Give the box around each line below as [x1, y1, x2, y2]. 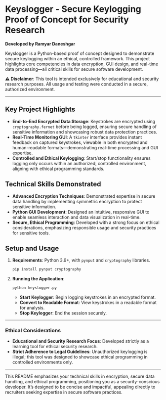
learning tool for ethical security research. [12, 344, 98, 350]
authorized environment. [5, 86, 55, 92]
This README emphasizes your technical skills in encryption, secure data [5, 373, 155, 379]
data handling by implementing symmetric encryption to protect [12, 198, 142, 204]
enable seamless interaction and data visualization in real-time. [12, 214, 141, 220]
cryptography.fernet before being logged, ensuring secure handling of [12, 124, 157, 130]
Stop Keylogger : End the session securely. [19, 310, 107, 316]
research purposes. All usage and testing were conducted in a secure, [5, 81, 148, 87]
